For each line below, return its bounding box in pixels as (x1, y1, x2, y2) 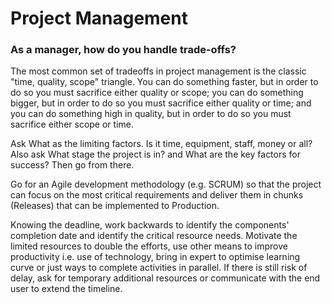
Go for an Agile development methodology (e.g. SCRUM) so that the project (10, 178, 322, 191)
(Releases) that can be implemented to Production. (10, 200, 220, 212)
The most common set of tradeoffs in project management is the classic (10, 65, 307, 77)
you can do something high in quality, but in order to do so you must (10, 108, 292, 120)
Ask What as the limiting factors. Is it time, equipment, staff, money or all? (10, 138, 313, 150)
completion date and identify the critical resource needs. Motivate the (10, 230, 298, 242)
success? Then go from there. (10, 159, 135, 171)
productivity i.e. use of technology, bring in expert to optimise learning (10, 251, 301, 263)
